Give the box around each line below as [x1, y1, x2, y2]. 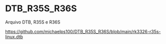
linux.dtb [5, 34, 23, 40]
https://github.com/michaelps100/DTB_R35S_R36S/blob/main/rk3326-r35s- [5, 28, 161, 34]
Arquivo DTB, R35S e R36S [5, 19, 61, 25]
